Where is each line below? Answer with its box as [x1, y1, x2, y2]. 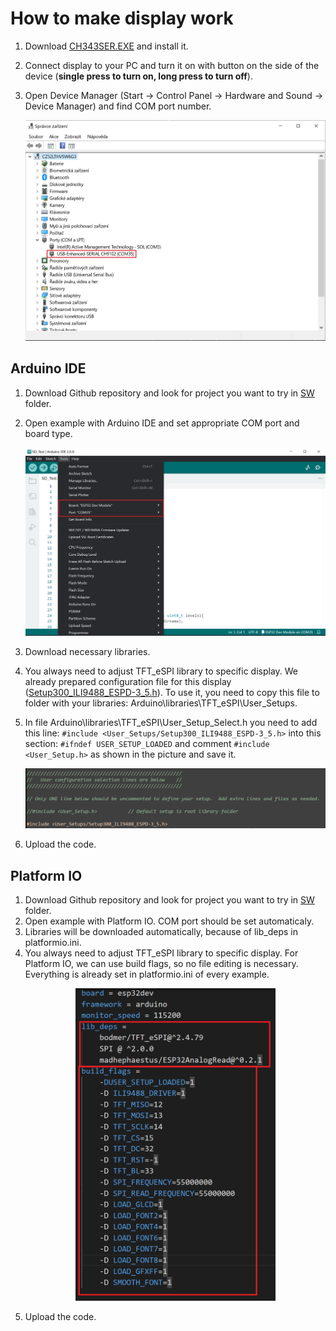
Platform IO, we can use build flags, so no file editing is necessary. [24, 958, 299, 970]
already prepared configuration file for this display [24, 676, 232, 688]
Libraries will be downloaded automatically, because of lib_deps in [24, 926, 298, 938]
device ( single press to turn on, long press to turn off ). [24, 70, 253, 82]
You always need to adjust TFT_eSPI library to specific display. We [24, 665, 299, 677]
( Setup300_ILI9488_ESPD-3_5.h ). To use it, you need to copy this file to [24, 687, 320, 699]
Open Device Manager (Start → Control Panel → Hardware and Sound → [24, 89, 324, 101]
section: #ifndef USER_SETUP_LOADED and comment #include [24, 738, 270, 750]
